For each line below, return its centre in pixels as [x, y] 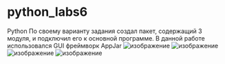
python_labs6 [47, 12]
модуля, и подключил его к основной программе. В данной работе [106, 38]
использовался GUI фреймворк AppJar [64, 45]
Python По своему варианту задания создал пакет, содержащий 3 [105, 31]
